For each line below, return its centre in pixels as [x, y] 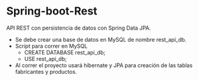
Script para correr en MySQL [51, 46]
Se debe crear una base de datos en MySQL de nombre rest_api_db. [101, 39]
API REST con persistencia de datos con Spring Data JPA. [79, 28]
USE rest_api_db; [45, 59]
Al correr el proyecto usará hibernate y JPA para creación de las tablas [104, 65]
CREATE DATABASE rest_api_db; [65, 52]
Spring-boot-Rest [52, 11]
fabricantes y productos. [46, 71]
